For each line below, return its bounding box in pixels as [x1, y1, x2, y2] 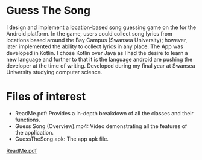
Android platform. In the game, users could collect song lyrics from [6, 30, 173, 37]
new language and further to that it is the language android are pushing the [6, 56, 193, 63]
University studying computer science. [6, 68, 103, 75]
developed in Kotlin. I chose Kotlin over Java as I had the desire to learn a [6, 49, 188, 56]
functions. [14, 116, 40, 123]
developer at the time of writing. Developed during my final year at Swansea [6, 62, 195, 69]
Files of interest [6, 90, 86, 103]
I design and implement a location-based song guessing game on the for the [6, 24, 197, 31]
